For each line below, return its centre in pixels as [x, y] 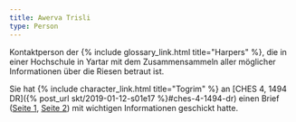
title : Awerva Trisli [50, 18]
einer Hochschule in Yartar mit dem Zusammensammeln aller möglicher [143, 61]
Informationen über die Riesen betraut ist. [87, 71]
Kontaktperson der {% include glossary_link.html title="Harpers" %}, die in [148, 52]
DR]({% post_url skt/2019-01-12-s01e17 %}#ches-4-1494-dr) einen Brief [144, 98]
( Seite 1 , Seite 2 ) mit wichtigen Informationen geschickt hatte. [124, 108]
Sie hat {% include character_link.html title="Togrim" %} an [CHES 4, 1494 [148, 89]
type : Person [34, 26]
